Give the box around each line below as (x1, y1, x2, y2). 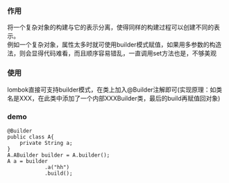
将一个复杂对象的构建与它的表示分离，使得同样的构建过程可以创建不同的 (7, 23, 214, 32)
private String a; (19, 139, 73, 146)
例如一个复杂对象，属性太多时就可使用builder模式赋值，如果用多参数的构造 (7, 40, 222, 49)
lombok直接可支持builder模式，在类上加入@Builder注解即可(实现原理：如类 (7, 85, 223, 94)
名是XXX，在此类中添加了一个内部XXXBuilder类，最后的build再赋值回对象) (7, 94, 221, 102)
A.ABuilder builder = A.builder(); (7, 151, 110, 159)
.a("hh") (44, 164, 70, 171)
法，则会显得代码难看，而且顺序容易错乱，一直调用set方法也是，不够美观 (7, 49, 217, 58)
